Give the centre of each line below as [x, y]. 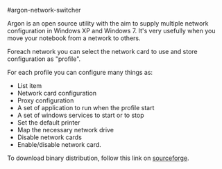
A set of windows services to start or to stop [80, 115]
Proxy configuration [45, 100]
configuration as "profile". [44, 59]
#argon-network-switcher [44, 10]
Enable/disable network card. [59, 144]
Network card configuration [57, 93]
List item [29, 86]
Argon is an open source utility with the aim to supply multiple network [108, 23]
